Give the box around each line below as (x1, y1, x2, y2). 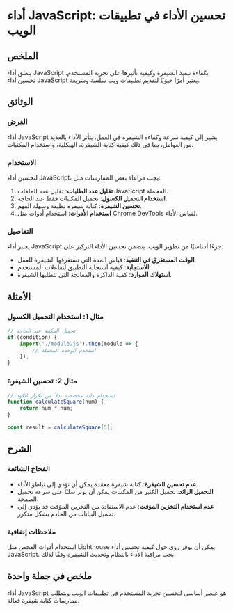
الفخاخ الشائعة (7, 464, 51, 474)
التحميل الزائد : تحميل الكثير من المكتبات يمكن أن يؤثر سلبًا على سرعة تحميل (17, 487, 214, 495)
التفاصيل (7, 226, 33, 236)
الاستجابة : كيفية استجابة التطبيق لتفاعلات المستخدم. (17, 263, 152, 271)
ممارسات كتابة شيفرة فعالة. (7, 596, 80, 604)
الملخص (7, 50, 38, 62)
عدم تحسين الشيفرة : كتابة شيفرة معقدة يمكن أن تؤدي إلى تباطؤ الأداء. (17, 479, 198, 488)
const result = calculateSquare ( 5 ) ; (7, 424, 113, 431)
